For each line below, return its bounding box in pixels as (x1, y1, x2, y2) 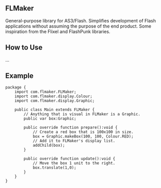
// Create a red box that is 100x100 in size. (32, 129, 134, 135)
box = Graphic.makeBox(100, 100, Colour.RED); (32, 134, 134, 139)
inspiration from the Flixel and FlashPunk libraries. (5, 28, 111, 35)
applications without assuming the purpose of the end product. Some (5, 23, 152, 29)
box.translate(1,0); (32, 165, 77, 170)
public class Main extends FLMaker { (14, 107, 95, 113)
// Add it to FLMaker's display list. (32, 139, 116, 144)
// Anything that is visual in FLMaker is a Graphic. (24, 112, 141, 117)
